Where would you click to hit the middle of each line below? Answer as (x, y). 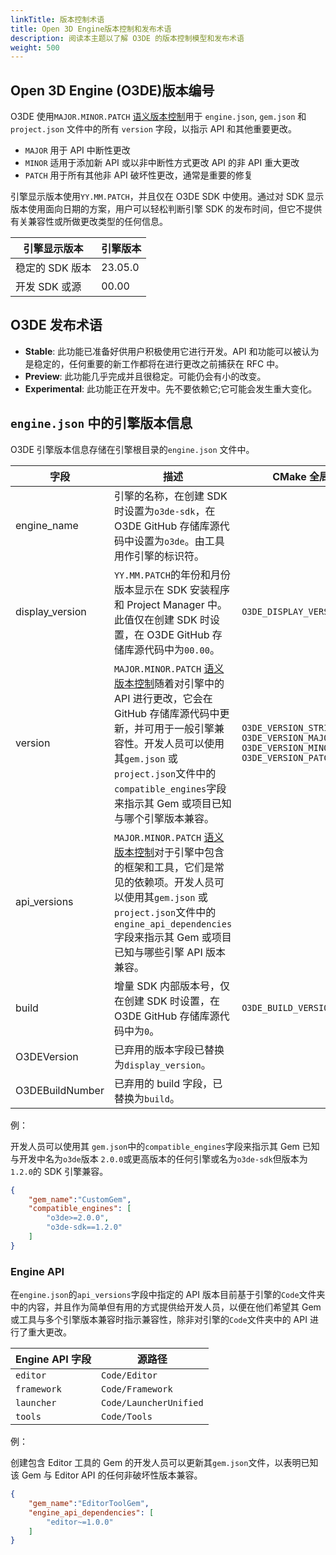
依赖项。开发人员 (174, 882)
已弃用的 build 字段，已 (168, 1083)
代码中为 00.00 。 (181, 649)
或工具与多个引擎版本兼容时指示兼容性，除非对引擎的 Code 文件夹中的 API (159, 1320)
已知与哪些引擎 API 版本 (170, 952)
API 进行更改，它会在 (163, 698)
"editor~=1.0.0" (80, 1522)
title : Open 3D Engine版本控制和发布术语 (91, 29)
